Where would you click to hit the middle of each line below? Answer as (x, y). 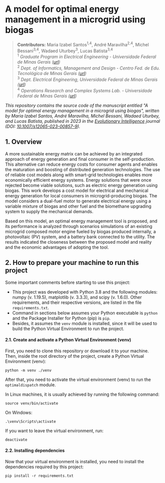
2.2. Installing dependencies (35, 450)
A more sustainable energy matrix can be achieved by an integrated (74, 153)
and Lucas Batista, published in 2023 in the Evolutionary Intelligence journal (82, 121)
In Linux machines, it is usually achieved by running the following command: (82, 394)
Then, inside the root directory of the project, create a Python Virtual (75, 356)
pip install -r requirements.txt (39, 476)
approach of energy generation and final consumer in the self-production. (80, 159)
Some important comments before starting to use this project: (68, 282)
